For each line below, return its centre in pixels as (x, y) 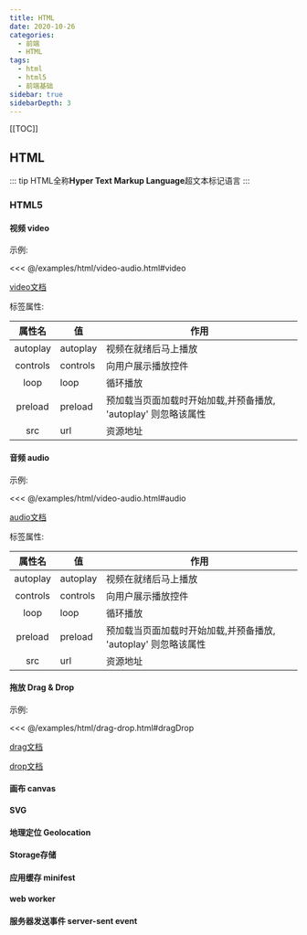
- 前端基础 (36, 86)
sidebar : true (37, 94)
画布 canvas (33, 789)
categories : (32, 35)
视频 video (30, 228)
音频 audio (30, 457)
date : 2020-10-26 (42, 27)
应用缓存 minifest (42, 877)
